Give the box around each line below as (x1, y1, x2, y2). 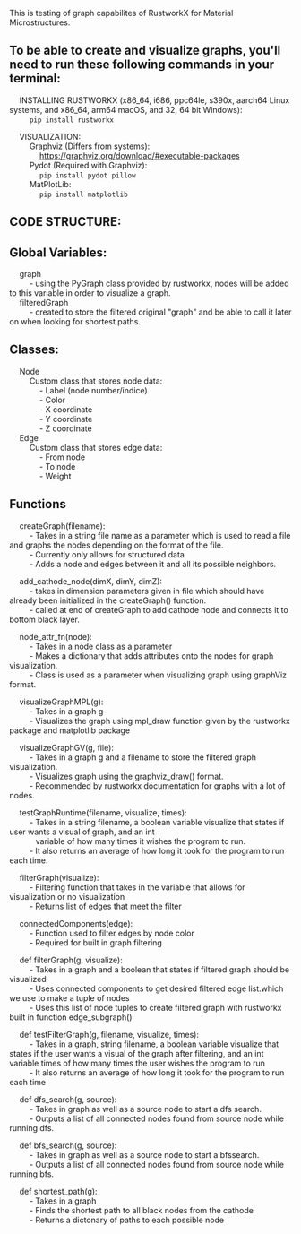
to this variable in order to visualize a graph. (9, 288, 172, 298)
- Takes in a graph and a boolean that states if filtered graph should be (29, 963, 289, 975)
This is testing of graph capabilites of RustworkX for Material (9, 8, 234, 18)
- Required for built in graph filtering (29, 936, 163, 948)
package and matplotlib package (9, 725, 131, 736)
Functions (9, 496, 67, 512)
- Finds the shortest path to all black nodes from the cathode (29, 1204, 254, 1215)
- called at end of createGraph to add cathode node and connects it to (29, 604, 288, 615)
